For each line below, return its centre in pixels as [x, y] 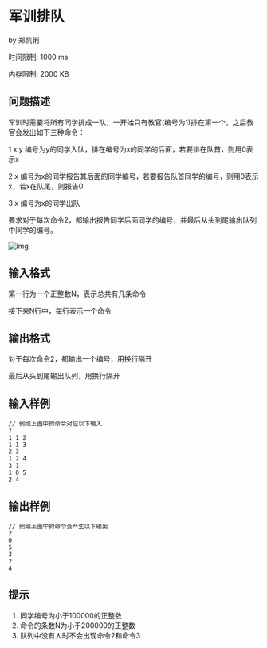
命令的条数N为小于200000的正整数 [78, 625]
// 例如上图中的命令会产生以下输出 [58, 527]
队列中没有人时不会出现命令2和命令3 [80, 635]
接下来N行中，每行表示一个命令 [60, 310]
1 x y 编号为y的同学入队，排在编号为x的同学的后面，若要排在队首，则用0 [128, 149]
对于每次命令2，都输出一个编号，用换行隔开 [80, 359]
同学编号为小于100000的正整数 [71, 615]
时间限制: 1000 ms [38, 57]
